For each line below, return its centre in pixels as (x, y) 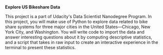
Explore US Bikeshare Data (33, 7)
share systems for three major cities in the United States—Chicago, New (78, 27)
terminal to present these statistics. (41, 47)
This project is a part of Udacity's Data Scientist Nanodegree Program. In (79, 16)
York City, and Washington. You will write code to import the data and (75, 32)
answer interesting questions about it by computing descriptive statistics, (79, 37)
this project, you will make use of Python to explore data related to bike (76, 22)
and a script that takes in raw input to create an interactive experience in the (82, 42)
